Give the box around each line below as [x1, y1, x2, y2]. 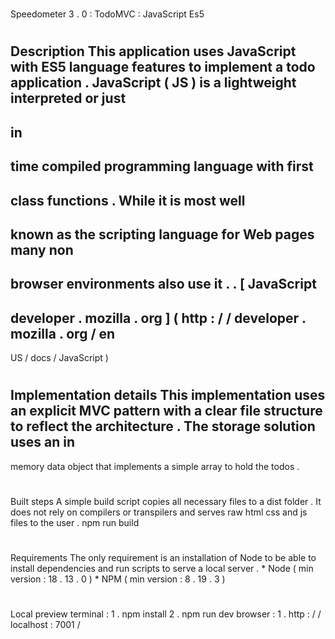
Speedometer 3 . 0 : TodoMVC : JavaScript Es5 [10, 8, 205, 20]
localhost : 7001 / [10, 619, 81, 631]
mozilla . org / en [10, 325, 116, 342]
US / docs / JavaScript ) [10, 352, 109, 364]
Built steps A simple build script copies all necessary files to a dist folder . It [10, 495, 322, 507]
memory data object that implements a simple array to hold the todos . [10, 460, 300, 472]
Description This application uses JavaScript [10, 43, 297, 60]
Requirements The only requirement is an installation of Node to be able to [10, 552, 317, 564]
